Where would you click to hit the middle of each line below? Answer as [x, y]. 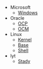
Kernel [25, 40]
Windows [28, 13]
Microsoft [20, 7]
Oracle [17, 18]
